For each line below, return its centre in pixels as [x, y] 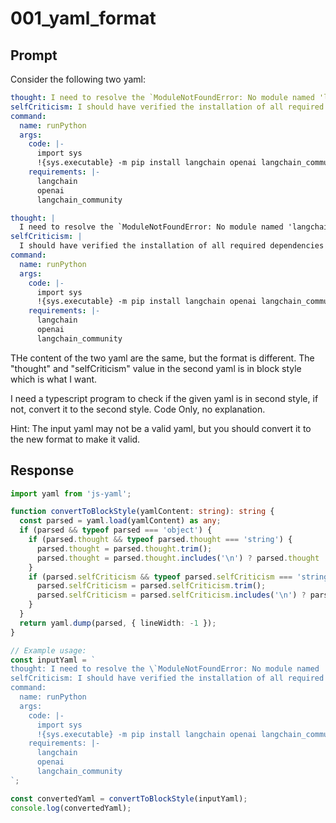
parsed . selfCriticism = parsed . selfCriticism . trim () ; [151, 586]
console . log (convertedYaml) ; [71, 808]
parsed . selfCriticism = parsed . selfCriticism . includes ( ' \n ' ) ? [171, 595]
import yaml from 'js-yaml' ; [71, 493]
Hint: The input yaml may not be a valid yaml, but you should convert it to [161, 428]
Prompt [34, 55]
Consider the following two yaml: [78, 79]
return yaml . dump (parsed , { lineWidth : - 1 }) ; [118, 623]
